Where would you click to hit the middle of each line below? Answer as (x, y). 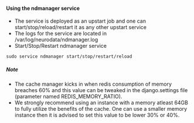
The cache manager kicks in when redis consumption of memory (93, 84)
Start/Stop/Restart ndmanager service (61, 46)
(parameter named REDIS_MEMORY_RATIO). (68, 97)
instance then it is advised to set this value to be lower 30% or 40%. (97, 115)
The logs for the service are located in (61, 34)
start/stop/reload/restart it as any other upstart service (81, 27)
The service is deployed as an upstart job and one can (80, 21)
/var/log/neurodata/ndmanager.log (56, 40)
